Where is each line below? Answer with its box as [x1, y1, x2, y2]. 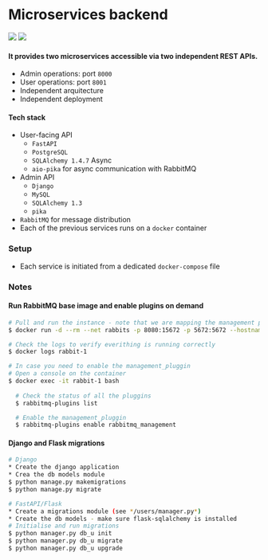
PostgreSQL [31, 149, 69, 157]
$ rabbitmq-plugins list [15, 399, 98, 407]
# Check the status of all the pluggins [15, 392, 152, 400]
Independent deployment [19, 94, 104, 104]
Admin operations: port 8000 [19, 69, 112, 79]
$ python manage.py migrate [8, 485, 102, 493]
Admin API [19, 173, 55, 182]
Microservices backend [8, 6, 169, 24]
